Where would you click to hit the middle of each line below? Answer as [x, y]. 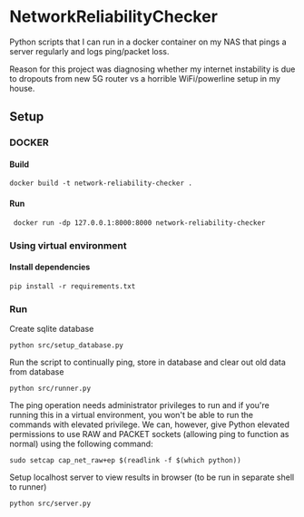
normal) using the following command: [81, 444]
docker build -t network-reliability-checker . [101, 183]
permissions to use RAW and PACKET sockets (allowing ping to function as [149, 434]
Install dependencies [50, 267]
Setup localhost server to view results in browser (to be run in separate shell [152, 477]
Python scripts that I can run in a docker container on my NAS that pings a [148, 42]
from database [37, 372]
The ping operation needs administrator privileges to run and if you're [140, 405]
